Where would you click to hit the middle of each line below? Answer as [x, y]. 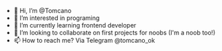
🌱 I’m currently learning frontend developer [75, 25]
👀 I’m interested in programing [57, 18]
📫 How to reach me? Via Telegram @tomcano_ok [84, 40]
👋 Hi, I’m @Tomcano [42, 11]
